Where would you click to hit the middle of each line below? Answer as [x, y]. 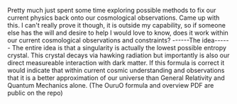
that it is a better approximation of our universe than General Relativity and [116, 78]
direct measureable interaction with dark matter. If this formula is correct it [116, 63]
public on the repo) [35, 93]
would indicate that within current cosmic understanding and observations [116, 70]
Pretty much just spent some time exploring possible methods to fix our [112, 10]
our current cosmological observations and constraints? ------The [104, 40]
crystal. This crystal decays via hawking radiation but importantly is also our [118, 55]
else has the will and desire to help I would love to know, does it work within [118, 33]
